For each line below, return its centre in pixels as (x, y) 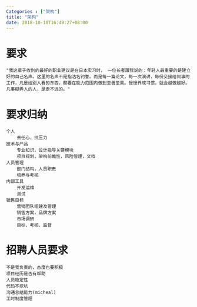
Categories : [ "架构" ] (33, 11)
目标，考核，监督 (34, 225)
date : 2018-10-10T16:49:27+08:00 (47, 22)
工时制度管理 (19, 299)
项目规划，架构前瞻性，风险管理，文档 (56, 156)
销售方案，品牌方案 (36, 213)
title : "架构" (23, 17)
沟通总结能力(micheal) (31, 293)
